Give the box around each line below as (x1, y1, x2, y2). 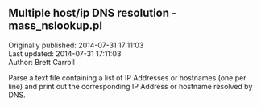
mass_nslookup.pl (8, 19, 103, 33)
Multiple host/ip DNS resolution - (8, 6, 177, 20)
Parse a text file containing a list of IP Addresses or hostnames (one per (8, 72, 246, 83)
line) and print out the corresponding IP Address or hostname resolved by (8, 81, 253, 91)
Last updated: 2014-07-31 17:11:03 (8, 48, 122, 59)
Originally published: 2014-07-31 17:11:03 (8, 40, 144, 50)
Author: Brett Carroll (8, 57, 75, 67)
